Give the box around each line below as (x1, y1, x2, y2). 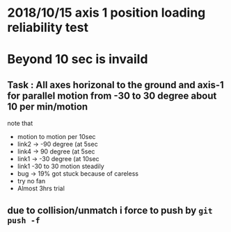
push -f (7, 215, 40, 225)
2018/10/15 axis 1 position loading (7, 5, 206, 21)
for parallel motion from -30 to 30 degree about (7, 90, 217, 101)
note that (7, 119, 33, 128)
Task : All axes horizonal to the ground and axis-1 (7, 78, 224, 91)
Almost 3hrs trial (17, 184, 65, 192)
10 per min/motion (7, 101, 88, 113)
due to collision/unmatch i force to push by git (7, 204, 213, 216)
